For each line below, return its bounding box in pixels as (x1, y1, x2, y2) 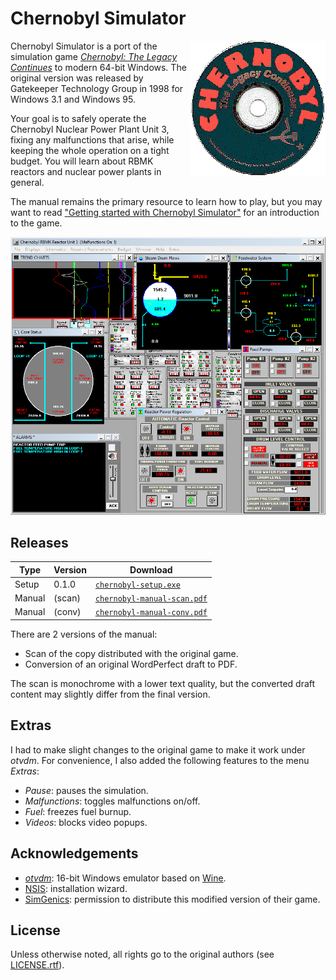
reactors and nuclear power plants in (10, 165, 162, 177)
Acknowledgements (10, 845, 139, 862)
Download (129, 563, 173, 576)
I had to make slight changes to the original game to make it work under (10, 743, 306, 756)
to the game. (10, 217, 63, 229)
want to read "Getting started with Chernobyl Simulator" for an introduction (10, 206, 320, 218)
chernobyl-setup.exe (94, 580, 181, 590)
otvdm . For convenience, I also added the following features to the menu (10, 754, 310, 766)
